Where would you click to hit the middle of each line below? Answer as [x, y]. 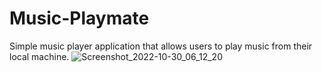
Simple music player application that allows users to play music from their [161, 46]
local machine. [39, 56]
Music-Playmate [79, 18]
